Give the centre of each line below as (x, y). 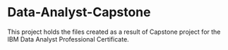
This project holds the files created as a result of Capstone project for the (114, 32)
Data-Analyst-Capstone (79, 12)
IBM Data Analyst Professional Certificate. (68, 39)
